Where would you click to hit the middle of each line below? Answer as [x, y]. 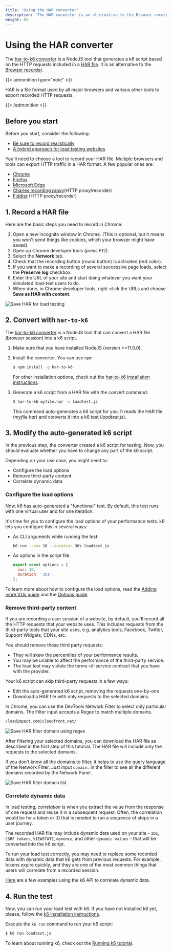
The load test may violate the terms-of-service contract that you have [86, 666]
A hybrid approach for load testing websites [59, 149]
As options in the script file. [41, 555]
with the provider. [31, 672]
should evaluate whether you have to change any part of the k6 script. [79, 450]
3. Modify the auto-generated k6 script [69, 433]
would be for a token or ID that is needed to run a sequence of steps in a [82, 818]
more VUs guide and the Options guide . [47, 594]
